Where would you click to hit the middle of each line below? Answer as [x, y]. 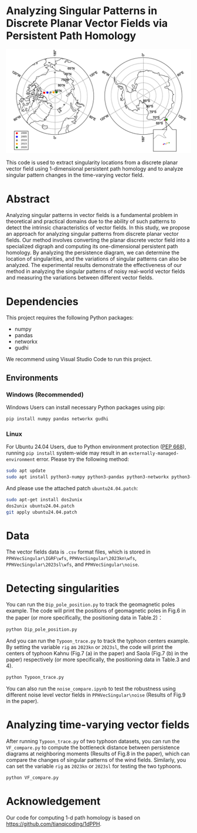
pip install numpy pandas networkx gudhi [57, 419]
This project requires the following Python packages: [70, 318]
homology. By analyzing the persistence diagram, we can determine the [93, 253]
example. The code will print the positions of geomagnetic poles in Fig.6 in [96, 611]
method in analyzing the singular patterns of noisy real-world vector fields [96, 271]
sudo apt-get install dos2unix [44, 499]
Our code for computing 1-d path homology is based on [73, 817]
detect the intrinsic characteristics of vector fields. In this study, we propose [98, 228]
